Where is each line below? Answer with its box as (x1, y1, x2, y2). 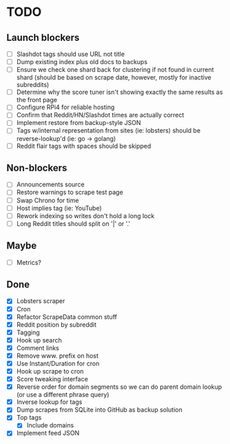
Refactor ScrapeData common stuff (16, 312, 118, 321)
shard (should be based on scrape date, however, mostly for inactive (16, 73, 211, 81)
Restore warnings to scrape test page (16, 188, 123, 197)
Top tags (16, 414, 42, 422)
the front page (16, 96, 58, 104)
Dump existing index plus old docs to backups (16, 58, 148, 66)
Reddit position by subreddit (16, 320, 97, 329)
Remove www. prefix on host (16, 351, 99, 360)
